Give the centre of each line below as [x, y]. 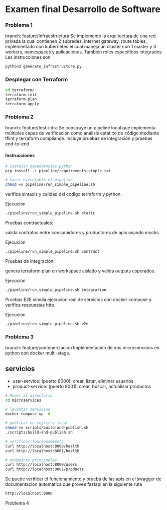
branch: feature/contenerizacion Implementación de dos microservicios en [82, 347]
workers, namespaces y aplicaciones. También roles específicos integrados [83, 52]
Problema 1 [19, 25]
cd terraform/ [20, 90]
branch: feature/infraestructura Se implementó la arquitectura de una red [80, 36]
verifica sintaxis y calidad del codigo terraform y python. [63, 194]
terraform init [21, 95]
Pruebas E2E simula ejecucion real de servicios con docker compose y [78, 299]
